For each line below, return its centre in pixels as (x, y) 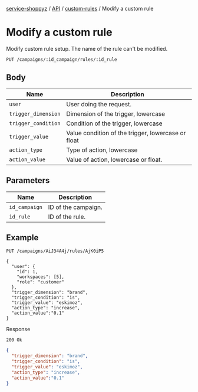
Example (22, 238)
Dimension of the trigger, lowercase (116, 113)
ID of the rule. (67, 217)
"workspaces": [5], (41, 277)
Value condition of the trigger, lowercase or (126, 133)
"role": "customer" (41, 282)
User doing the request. (99, 104)
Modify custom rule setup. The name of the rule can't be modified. (87, 48)
